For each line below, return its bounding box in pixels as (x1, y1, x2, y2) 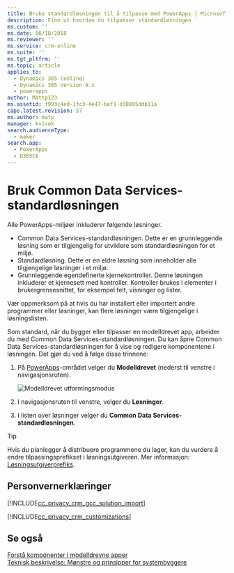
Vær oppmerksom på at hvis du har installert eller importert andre (7, 299, 196, 307)
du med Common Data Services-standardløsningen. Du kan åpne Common (7, 335, 222, 343)
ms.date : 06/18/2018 (7, 29, 68, 37)
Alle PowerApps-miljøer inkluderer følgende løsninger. (7, 220, 162, 228)
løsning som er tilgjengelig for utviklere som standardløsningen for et (17, 241, 216, 249)
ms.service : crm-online (7, 42, 77, 49)
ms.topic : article (7, 62, 61, 69)
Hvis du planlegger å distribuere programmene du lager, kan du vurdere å (7, 445, 219, 453)
